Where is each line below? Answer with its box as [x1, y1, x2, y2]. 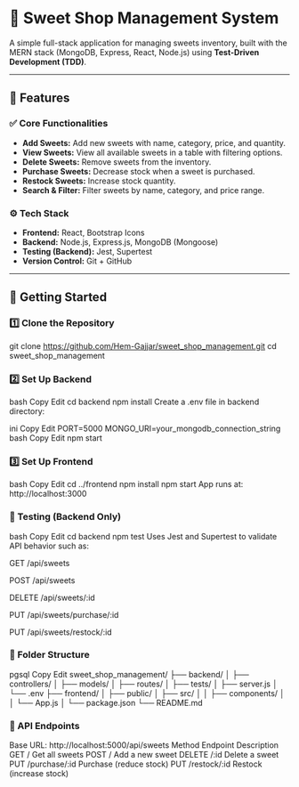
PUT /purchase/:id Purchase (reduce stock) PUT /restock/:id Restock [9, 759, 263, 769]
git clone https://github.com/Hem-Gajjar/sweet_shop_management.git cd [9, 340, 278, 351]
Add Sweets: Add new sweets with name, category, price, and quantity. [21, 137, 287, 148]
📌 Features [9, 91, 70, 106]
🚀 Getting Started [9, 289, 108, 305]
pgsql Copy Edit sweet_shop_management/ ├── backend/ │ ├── [9, 669, 249, 679]
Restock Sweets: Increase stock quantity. [21, 175, 176, 186]
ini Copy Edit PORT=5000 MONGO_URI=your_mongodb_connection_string [9, 423, 281, 434]
